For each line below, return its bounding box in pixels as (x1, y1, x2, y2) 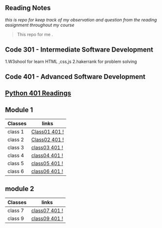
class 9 (7, 215, 24, 222)
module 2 (5, 185, 34, 193)
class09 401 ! (31, 215, 63, 222)
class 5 (7, 160, 24, 167)
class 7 (7, 207, 24, 214)
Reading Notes (5, 4, 51, 12)
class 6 (7, 168, 24, 175)
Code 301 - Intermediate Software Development (5, 46, 154, 54)
